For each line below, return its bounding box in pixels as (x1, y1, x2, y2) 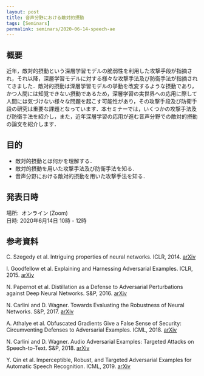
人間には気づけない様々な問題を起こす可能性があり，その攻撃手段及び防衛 (6, 98, 192, 105)
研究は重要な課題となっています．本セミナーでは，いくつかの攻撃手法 (16, 105, 192, 113)
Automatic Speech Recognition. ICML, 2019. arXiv (6, 363, 131, 370)
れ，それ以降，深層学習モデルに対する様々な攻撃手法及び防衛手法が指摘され (6, 75, 198, 82)
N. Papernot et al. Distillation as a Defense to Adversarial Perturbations (6, 283, 183, 290)
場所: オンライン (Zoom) (6, 209, 68, 217)
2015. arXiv (6, 271, 35, 279)
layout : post (6, 9, 39, 15)
